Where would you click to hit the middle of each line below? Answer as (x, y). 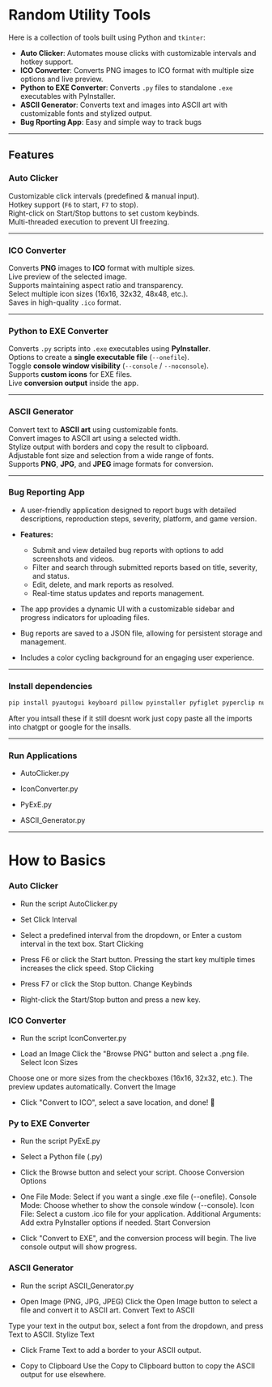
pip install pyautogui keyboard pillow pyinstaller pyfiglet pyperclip (132, 703)
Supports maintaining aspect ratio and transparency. (96, 285)
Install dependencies (51, 686)
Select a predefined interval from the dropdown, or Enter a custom (131, 935)
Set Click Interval (49, 919)
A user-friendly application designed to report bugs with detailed (128, 510)
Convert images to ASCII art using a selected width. (94, 438)
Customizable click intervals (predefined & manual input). (104, 195)
